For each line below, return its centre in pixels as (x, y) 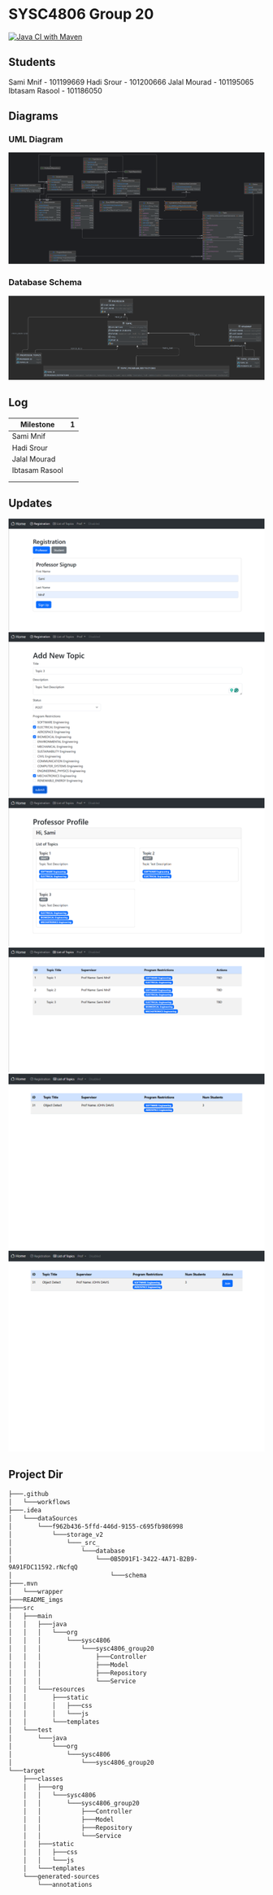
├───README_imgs (36, 1600)
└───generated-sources (61, 1877)
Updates (30, 503)
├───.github (28, 1495)
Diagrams (33, 116)
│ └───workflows (39, 1503)
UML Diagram (36, 139)
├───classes (43, 1779)
